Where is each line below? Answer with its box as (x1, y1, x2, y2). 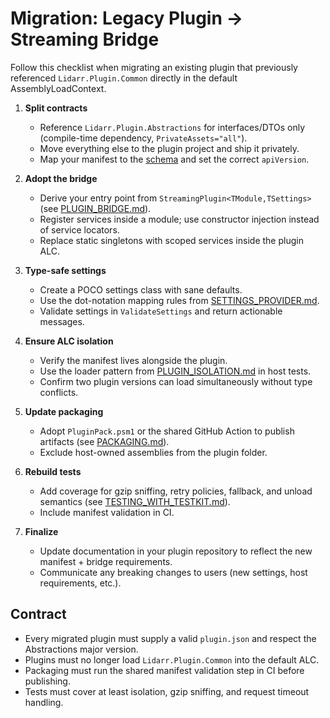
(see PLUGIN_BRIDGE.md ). (39, 202, 152, 214)
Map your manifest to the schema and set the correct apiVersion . (39, 153, 310, 165)
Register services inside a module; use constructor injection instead (39, 213, 320, 225)
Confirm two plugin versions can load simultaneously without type (39, 375, 313, 387)
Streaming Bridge (10, 28, 160, 51)
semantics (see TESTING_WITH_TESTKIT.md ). (39, 495, 231, 507)
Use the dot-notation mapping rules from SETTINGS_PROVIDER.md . (39, 294, 320, 306)
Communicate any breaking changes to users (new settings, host (39, 566, 308, 578)
